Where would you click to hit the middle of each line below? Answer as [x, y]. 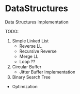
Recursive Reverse [38, 51]
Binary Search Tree [31, 77]
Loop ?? [27, 61]
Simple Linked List [30, 41]
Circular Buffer [27, 67]
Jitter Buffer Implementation [47, 72]
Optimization [25, 86]
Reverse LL [31, 46]
